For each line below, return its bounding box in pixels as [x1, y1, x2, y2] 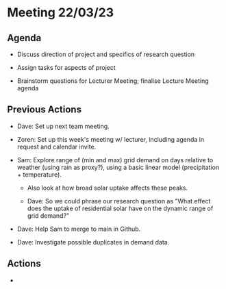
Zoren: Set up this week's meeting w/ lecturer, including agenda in [16, 135, 204, 143]
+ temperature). [16, 170, 62, 179]
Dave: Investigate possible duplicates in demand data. [16, 238, 170, 246]
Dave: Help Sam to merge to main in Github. [16, 225, 141, 233]
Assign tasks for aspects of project [16, 64, 116, 71]
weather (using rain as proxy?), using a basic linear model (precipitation [16, 163, 220, 171]
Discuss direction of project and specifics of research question [16, 50, 195, 58]
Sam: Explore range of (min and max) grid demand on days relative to [16, 155, 214, 164]
